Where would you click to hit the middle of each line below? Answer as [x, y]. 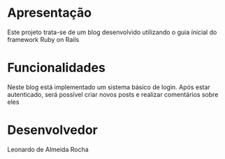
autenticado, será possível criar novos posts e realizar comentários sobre [113, 94]
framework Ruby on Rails [43, 39]
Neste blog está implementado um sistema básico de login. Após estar [109, 87]
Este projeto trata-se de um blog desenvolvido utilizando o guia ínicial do [112, 32]
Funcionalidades [57, 68]
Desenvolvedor [52, 130]
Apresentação [50, 13]
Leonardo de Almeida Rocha [48, 149]
